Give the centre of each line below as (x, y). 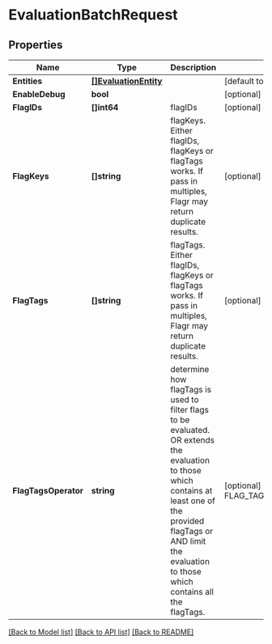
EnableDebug (39, 94)
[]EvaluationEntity (127, 81)
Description (193, 68)
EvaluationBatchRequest (93, 15)
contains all (192, 592)
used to (184, 400)
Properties (36, 45)
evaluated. (190, 430)
